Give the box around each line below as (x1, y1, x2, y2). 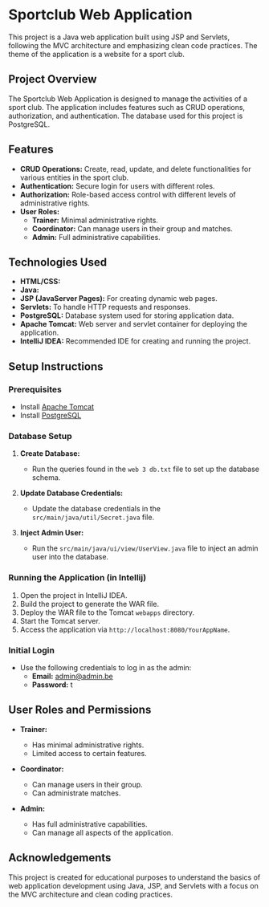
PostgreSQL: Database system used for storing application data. (19, 311, 234, 320)
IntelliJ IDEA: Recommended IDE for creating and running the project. (19, 336, 251, 346)
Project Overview (8, 72, 97, 86)
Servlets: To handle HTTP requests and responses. (19, 303, 191, 312)
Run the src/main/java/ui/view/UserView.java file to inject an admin (31, 543, 259, 553)
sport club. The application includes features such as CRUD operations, (8, 102, 246, 112)
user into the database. (31, 552, 109, 562)
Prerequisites (8, 384, 62, 395)
